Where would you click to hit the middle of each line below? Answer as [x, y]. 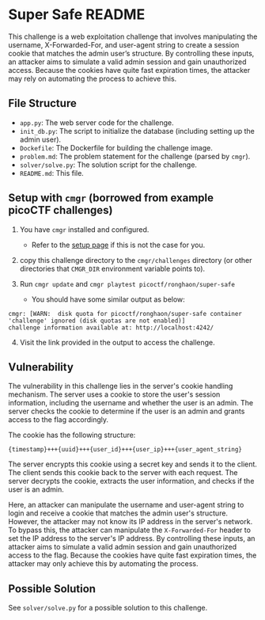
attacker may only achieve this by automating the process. [103, 564]
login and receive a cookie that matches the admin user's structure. [118, 513]
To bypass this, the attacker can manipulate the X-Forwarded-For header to [130, 530]
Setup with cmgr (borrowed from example [111, 198]
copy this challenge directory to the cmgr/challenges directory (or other [136, 260]
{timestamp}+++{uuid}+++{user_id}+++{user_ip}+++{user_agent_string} [125, 450]
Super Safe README [77, 15]
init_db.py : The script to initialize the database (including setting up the [137, 131]
